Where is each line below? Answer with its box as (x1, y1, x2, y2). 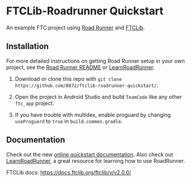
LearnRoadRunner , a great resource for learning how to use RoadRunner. (6, 157, 185, 164)
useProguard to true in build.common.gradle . (14, 117, 123, 125)
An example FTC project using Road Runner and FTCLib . (6, 24, 145, 31)
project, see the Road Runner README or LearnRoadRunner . (6, 63, 155, 71)
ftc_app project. (14, 99, 55, 107)
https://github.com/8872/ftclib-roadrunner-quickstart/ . (14, 81, 159, 89)
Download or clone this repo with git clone (14, 75, 122, 82)
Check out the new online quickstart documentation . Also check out (6, 151, 173, 158)
